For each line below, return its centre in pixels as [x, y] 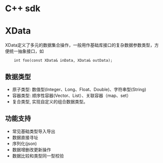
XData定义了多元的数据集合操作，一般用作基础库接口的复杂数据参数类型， [80, 45]
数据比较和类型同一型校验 [38, 156]
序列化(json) [24, 143]
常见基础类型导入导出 [34, 131]
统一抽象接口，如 [26, 51]
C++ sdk [23, 9]
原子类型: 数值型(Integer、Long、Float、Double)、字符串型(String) [79, 89]
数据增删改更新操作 [32, 149]
